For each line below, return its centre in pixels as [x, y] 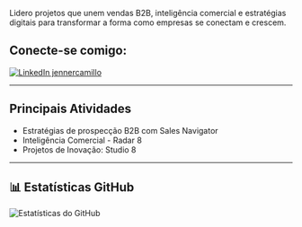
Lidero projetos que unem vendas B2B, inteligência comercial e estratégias [148, 13]
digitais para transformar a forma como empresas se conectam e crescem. [148, 22]
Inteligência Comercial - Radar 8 [82, 140]
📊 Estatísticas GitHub [72, 188]
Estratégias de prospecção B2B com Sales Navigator [120, 130]
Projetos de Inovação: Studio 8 [79, 149]
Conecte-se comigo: [68, 51]
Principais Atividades [71, 109]
